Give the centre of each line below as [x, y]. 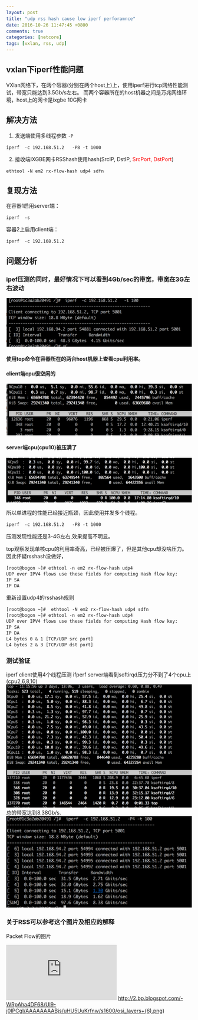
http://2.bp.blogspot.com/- [150, 998]
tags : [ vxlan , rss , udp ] [37, 44]
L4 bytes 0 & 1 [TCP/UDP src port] [50, 639]
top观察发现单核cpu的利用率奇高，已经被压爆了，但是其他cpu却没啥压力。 [97, 548]
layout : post [22, 12]
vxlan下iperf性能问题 [45, 70]
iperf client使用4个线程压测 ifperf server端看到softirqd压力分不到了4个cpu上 [99, 675]
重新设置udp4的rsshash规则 [40, 597]
